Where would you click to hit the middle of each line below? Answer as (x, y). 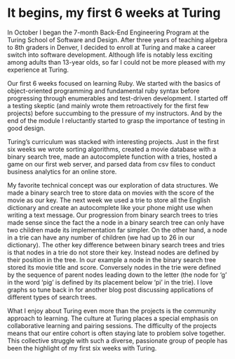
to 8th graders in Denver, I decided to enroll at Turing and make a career (112, 47)
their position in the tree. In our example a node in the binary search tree (112, 260)
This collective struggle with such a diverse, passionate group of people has (117, 340)
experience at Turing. (38, 70)
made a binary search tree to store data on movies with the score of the (111, 192)
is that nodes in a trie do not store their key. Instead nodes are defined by (113, 252)
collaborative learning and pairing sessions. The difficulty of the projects (112, 325)
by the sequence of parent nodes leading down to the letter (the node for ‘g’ (117, 275)
